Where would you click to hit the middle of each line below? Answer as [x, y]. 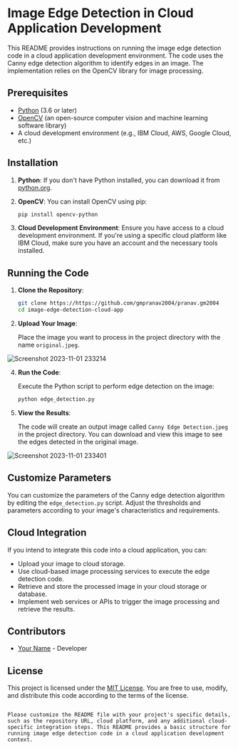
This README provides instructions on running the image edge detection [114, 48]
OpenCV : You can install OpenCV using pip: [82, 201]
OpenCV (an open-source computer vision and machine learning [113, 117]
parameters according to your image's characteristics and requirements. [114, 510]
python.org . [35, 187]
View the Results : [44, 413]
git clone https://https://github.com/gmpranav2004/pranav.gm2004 [118, 303]
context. [20, 740]
